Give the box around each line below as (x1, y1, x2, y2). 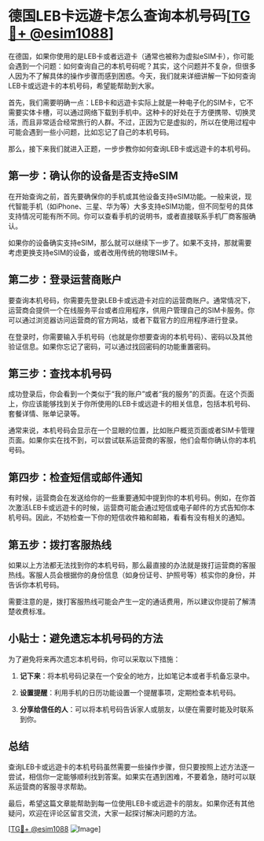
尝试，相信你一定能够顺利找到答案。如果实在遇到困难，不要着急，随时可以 (8, 772, 249, 781)
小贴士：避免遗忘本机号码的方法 (8, 632, 163, 646)
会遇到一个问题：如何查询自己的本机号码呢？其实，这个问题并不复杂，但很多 (8, 61, 256, 71)
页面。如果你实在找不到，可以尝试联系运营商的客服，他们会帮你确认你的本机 (8, 435, 256, 445)
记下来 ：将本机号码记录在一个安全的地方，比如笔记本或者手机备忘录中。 (19, 671, 254, 680)
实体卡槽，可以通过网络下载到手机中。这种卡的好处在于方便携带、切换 (21, 107, 249, 117)
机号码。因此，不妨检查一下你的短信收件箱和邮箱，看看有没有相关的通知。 (8, 513, 249, 522)
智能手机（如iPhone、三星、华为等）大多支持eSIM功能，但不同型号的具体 (14, 202, 254, 211)
